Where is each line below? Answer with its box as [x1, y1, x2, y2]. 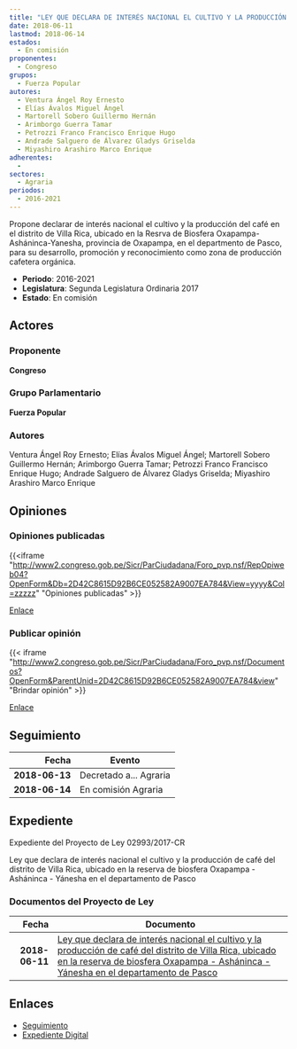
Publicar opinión [9, 627, 81, 639]
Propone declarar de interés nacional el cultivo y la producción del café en [9, 218, 280, 229]
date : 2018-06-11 [9, 21, 73, 30]
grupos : [9, 71, 38, 80]
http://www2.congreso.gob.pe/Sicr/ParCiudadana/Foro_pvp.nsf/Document [12, 657, 286, 668]
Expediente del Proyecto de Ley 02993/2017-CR [9, 837, 186, 848]
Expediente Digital [21, 1029, 88, 1040]
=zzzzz [9, 587, 36, 599]
